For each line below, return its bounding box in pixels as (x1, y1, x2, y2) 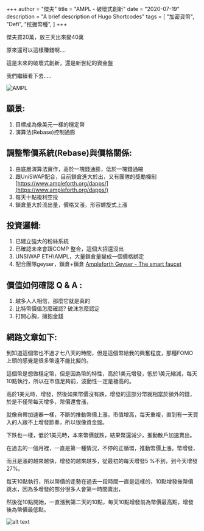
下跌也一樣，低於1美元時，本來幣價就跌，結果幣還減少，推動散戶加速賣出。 (6, 431, 195, 439)
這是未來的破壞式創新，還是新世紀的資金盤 (6, 60, 113, 66)
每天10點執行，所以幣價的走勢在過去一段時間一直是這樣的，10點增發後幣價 (6, 478, 194, 485)
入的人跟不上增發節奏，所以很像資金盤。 (6, 418, 108, 426)
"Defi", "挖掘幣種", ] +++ (6, 21, 68, 27)
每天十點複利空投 (15, 193, 58, 201)
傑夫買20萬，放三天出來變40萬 (6, 33, 84, 41)
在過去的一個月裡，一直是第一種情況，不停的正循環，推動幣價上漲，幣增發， (6, 445, 199, 452)
